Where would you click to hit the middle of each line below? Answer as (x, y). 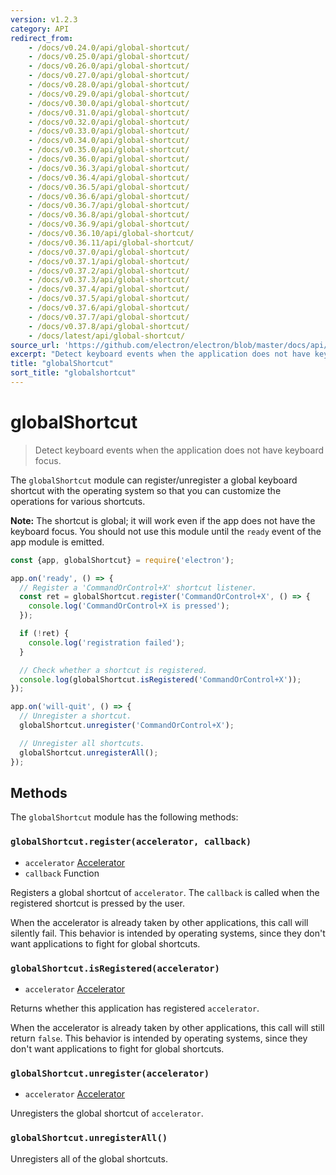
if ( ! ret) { (44, 634)
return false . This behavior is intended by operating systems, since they (159, 1038)
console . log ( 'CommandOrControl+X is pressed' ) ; (129, 606)
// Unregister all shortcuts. (82, 743)
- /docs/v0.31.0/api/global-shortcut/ (109, 112)
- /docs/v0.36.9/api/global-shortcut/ (109, 224)
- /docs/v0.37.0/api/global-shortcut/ (109, 252)
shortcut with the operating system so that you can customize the (146, 490)
